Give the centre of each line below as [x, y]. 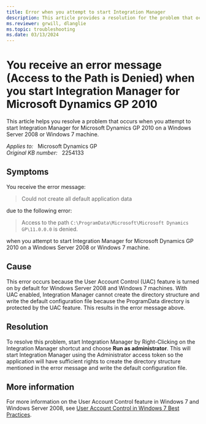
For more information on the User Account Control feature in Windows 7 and [103, 402]
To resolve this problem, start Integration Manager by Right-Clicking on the [101, 342]
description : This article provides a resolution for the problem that [100, 18]
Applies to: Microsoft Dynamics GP [52, 146]
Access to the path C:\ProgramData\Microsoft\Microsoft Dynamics [105, 222]
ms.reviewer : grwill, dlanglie [46, 23]
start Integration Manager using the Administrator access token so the [95, 355]
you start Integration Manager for [93, 91]
